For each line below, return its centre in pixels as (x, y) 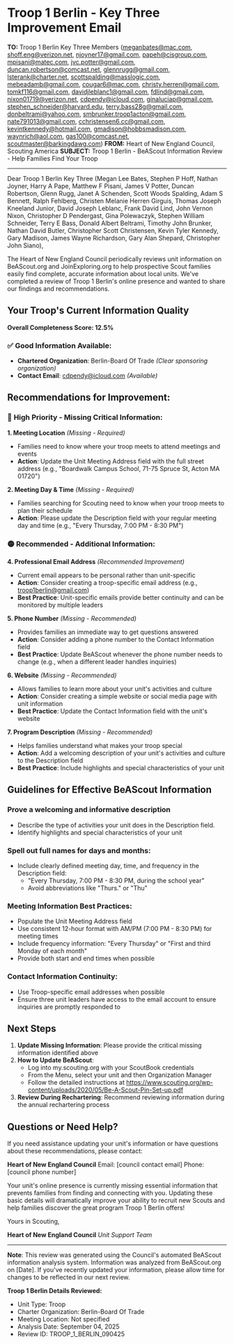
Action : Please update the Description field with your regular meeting (117, 518)
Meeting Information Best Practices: (70, 906)
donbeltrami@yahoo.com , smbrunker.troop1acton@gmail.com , (97, 114)
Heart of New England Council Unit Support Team (80, 1235)
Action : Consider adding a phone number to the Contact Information (116, 640)
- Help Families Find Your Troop (53, 158)
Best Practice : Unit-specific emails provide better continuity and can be (120, 598)
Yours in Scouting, (33, 1222)
